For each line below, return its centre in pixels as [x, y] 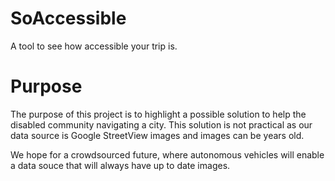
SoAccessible [68, 18]
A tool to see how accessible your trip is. [94, 46]
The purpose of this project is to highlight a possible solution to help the [158, 114]
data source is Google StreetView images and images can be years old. [157, 135]
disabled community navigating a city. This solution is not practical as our [161, 124]
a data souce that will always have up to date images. [120, 165]
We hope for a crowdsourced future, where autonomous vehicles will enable [167, 154]
